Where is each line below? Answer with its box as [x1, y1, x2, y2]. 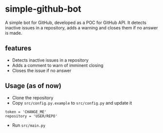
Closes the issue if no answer [12, 67, 72, 73]
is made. [5, 30, 22, 36]
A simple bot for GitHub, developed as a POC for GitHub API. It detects [5, 20, 147, 25]
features [5, 44, 32, 52]
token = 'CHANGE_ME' [5, 109, 47, 114]
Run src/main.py [12, 122, 46, 128]
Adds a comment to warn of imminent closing [12, 62, 104, 68]
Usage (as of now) [5, 82, 62, 90]
